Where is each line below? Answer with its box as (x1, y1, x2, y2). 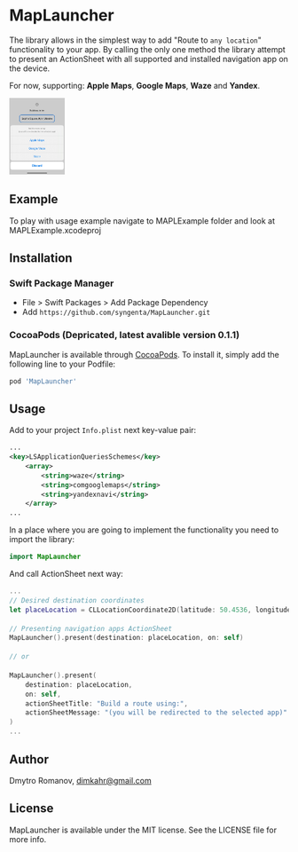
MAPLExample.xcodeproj (9, 225, 102, 235)
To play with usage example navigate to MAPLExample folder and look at (9, 215, 275, 226)
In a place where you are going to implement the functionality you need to (9, 525, 279, 535)
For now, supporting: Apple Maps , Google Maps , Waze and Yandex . (9, 80, 261, 91)
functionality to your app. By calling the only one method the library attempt (9, 43, 286, 54)
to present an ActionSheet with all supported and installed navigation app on (9, 53, 288, 64)
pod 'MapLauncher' (9, 376, 77, 386)
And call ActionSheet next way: (9, 569, 124, 580)
